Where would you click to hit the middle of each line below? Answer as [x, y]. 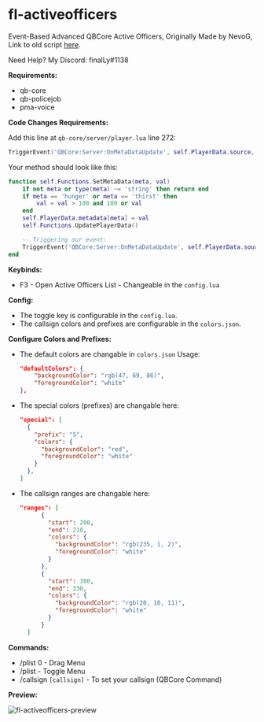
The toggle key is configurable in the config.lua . [98, 315]
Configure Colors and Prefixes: [60, 339]
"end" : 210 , [68, 530]
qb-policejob [40, 98]
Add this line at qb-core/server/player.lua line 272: [92, 137]
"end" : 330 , [68, 588]
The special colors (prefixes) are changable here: [99, 405]
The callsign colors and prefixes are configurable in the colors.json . [130, 324]
